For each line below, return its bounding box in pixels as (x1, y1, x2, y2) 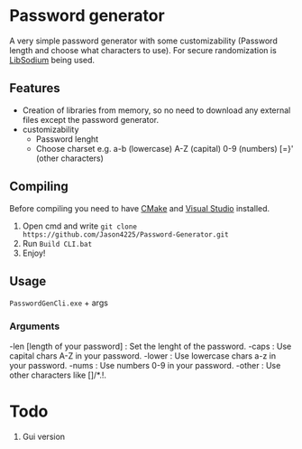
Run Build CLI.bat (22, 238, 93, 248)
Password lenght (35, 133, 99, 145)
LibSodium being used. (9, 54, 96, 65)
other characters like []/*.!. (9, 369, 106, 380)
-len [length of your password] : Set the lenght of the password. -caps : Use (9, 341, 292, 351)
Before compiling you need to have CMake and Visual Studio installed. (9, 202, 270, 213)
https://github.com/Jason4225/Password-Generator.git (22, 229, 229, 239)
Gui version (22, 431, 66, 442)
